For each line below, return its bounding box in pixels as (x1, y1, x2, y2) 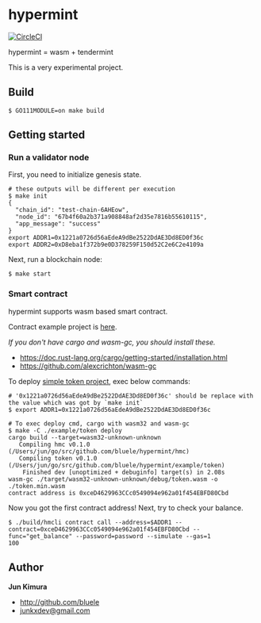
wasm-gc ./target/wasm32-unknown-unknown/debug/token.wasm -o (8, 475, 218, 483)
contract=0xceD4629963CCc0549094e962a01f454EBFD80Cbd (8, 525, 190, 533)
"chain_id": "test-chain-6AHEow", (15, 206, 129, 214)
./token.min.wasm (8, 482, 66, 490)
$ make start (8, 270, 52, 279)
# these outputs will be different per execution (8, 185, 176, 194)
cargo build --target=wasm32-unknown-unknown (8, 433, 161, 441)
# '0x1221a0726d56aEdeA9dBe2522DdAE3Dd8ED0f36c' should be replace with (8, 391, 254, 400)
